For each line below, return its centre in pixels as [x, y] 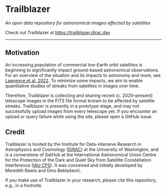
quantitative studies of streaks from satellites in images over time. [73, 86]
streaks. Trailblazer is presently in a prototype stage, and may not [72, 106]
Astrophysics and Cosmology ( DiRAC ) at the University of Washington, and [82, 149]
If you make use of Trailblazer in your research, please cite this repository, [81, 180]
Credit [15, 132]
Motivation [22, 53]
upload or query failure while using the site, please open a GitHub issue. [79, 116]
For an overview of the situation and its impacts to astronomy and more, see [83, 75]
